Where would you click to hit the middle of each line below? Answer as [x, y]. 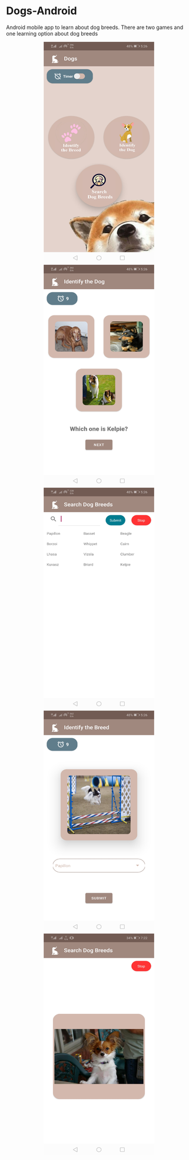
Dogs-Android [42, 11]
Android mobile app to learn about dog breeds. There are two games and [95, 27]
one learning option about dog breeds [52, 33]
